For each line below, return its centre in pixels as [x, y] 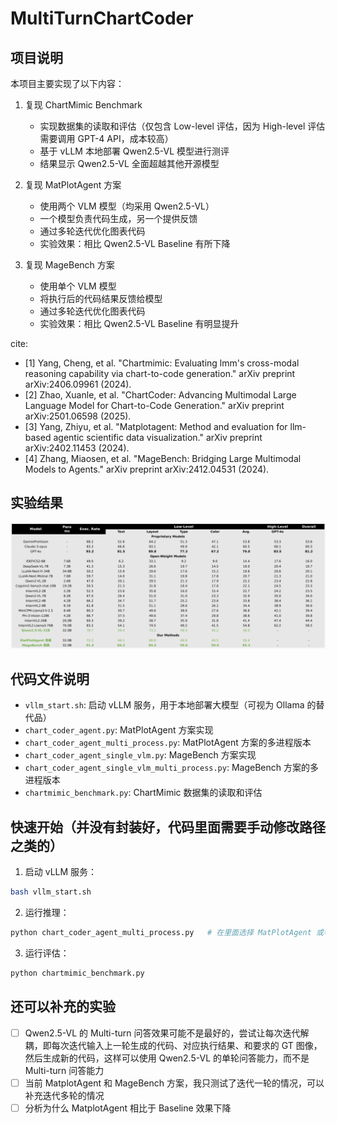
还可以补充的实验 [63, 1007]
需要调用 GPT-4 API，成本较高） [106, 138]
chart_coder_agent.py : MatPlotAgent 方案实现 [119, 730]
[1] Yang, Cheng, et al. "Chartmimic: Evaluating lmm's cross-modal [162, 363]
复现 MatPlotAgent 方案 [73, 185]
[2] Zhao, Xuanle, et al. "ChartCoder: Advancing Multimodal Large [160, 395]
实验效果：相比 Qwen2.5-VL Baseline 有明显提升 [139, 323]
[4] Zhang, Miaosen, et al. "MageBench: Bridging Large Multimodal [163, 458]
